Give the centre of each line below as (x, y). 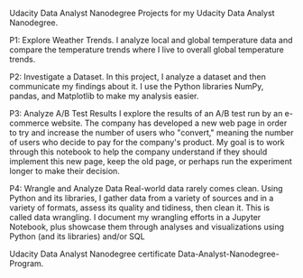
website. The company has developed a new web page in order (169, 123)
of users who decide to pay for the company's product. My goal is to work (147, 142)
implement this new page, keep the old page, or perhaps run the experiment (151, 161)
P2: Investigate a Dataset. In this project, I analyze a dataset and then (138, 77)
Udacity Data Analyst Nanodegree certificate (92, 254)
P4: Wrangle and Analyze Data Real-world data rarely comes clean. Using (146, 188)
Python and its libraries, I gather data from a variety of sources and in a (142, 198)
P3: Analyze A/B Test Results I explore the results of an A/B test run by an (146, 113)
